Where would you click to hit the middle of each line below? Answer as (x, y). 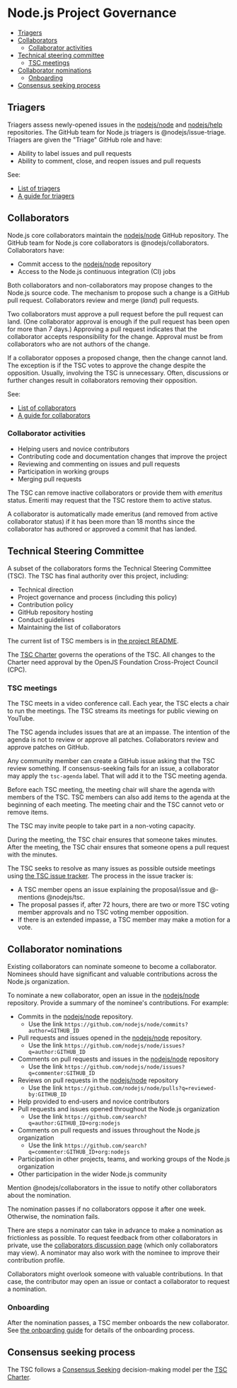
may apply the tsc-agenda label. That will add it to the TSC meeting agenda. (117, 776)
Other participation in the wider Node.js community (92, 1174)
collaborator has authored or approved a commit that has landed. (102, 529)
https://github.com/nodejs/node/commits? (127, 1024)
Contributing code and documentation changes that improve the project (122, 456)
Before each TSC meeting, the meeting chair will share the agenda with (111, 789)
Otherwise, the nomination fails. (54, 1216)
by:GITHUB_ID (47, 1094)
